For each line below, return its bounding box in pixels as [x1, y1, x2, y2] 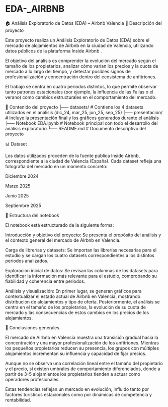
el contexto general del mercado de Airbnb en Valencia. [5, 237, 121, 243]
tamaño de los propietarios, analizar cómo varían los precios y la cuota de [5, 63, 158, 69]
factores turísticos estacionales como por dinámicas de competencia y [5, 391, 152, 397]
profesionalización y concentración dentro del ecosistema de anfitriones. [5, 74, 157, 80]
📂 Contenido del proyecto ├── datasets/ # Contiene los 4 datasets [5, 104, 144, 110]
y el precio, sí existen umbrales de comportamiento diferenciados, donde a [5, 366, 160, 372]
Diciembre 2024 [5, 173, 39, 179]
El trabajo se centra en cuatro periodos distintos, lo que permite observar [5, 83, 157, 89]
